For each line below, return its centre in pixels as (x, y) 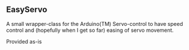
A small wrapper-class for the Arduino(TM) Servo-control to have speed (94, 24)
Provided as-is (24, 41)
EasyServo (27, 10)
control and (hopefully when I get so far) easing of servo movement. (90, 30)
